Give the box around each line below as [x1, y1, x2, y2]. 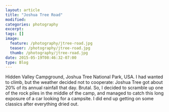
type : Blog [5, 60, 29, 65]
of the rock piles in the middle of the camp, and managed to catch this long [5, 90, 164, 96]
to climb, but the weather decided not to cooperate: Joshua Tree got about [5, 79, 163, 85]
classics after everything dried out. [5, 101, 79, 107]
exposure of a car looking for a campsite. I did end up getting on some [5, 96, 154, 102]
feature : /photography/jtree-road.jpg [10, 41, 93, 46]
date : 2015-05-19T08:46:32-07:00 [5, 55, 77, 60]
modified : [5, 17, 27, 22]
